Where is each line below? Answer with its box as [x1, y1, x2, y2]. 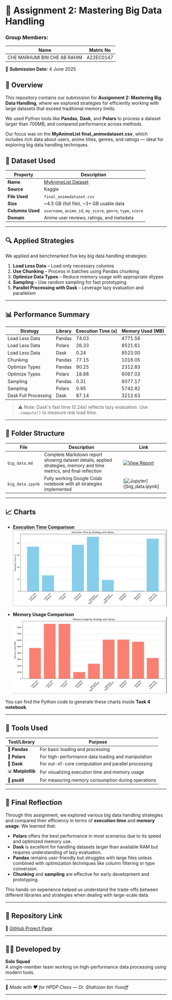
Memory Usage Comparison [12, 611, 74, 618]
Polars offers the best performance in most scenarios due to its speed [12, 833, 161, 839]
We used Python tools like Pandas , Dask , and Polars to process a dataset [5, 115, 161, 121]
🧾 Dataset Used [5, 156, 55, 165]
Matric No [89, 47, 111, 53]
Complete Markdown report [44, 451, 102, 458]
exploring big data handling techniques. [5, 141, 89, 148]
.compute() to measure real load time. [17, 409, 97, 416]
